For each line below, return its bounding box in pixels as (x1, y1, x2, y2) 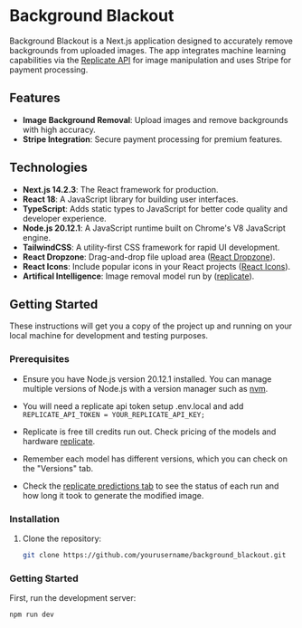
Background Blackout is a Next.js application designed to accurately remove (9, 35, 294, 46)
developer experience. (22, 213, 107, 224)
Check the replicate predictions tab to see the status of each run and (22, 481, 279, 491)
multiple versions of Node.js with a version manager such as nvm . (22, 383, 269, 394)
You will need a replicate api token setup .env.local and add (22, 400, 244, 412)
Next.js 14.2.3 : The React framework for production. (22, 184, 219, 195)
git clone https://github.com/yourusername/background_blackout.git (22, 550, 287, 559)
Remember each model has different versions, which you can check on (22, 453, 288, 464)
